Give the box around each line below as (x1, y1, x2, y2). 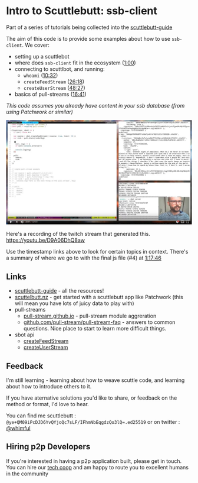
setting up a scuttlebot (14, 53, 70, 60)
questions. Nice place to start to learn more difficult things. (23, 325, 167, 332)
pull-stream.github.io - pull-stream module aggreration (23, 312, 157, 320)
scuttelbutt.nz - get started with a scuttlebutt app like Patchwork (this (14, 294, 184, 301)
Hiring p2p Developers (6, 442, 91, 452)
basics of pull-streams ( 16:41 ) (14, 90, 87, 98)
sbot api (14, 331, 35, 338)
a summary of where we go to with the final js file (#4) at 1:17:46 (6, 254, 162, 261)
